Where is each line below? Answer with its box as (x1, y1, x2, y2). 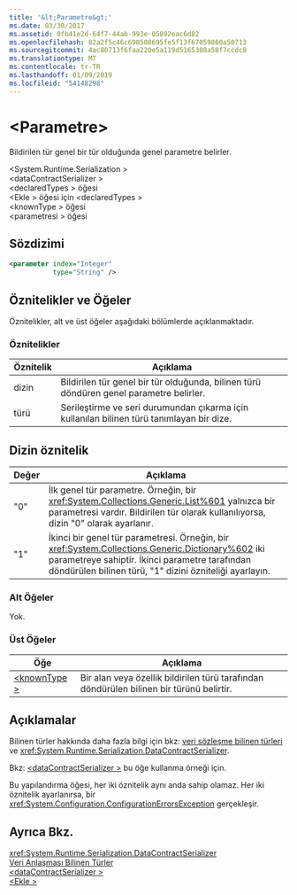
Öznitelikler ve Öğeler (9, 292, 132, 307)
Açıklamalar (9, 712, 77, 728)
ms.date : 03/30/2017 (9, 21, 86, 30)
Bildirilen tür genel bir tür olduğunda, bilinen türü (60, 376, 261, 388)
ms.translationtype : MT (9, 54, 97, 63)
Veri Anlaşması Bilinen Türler (9, 857, 114, 868)
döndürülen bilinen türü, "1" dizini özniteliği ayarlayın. (48, 564, 270, 577)
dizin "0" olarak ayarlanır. (48, 518, 154, 530)
